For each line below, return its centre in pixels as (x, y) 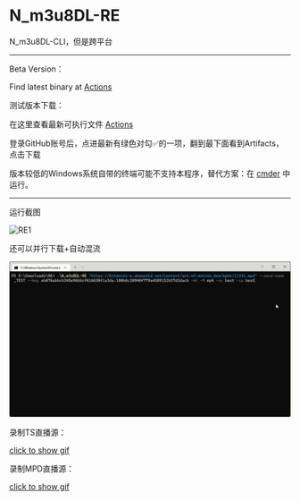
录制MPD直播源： (42, 469)
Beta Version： (37, 69)
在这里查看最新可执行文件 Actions (71, 124)
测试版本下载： (37, 105)
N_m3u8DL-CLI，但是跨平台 (61, 41)
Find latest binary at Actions (61, 87)
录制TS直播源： (38, 433)
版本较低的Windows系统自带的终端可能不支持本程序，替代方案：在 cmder (145, 173)
